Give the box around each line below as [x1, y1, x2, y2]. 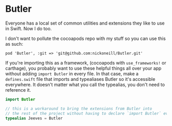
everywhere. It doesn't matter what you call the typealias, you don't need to [5, 81, 165, 88]
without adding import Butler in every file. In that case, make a [5, 70, 139, 77]
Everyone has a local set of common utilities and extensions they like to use [5, 20, 165, 26]
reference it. [5, 87, 31, 93]
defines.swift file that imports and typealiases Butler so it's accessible [5, 76, 156, 82]
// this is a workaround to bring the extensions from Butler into [5, 106, 153, 111]
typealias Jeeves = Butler [5, 116, 63, 121]
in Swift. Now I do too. [5, 25, 52, 31]
